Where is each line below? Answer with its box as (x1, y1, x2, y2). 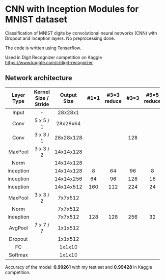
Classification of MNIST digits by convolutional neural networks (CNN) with (5, 30, 157, 36)
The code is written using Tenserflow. (5, 45, 82, 51)
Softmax (8, 252, 28, 258)
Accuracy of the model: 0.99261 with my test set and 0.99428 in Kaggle (5, 264, 152, 270)
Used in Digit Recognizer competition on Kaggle (5, 54, 102, 60)
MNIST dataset (5, 14, 67, 25)
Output (60, 91, 77, 98)
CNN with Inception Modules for (5, 3, 139, 15)
